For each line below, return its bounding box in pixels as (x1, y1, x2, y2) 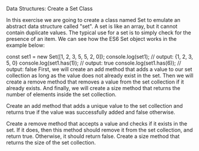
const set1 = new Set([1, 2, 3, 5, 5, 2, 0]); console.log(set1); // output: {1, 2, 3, (6, 53, 193, 60)
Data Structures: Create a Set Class (6, 5, 93, 12)
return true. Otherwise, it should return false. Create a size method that (6, 133, 180, 140)
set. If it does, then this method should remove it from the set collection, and (6, 127, 193, 133)
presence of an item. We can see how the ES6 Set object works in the (6, 36, 177, 42)
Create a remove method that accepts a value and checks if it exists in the (6, 120, 188, 127)
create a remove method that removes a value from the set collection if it (6, 78, 184, 85)
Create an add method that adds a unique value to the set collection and (6, 102, 183, 109)
